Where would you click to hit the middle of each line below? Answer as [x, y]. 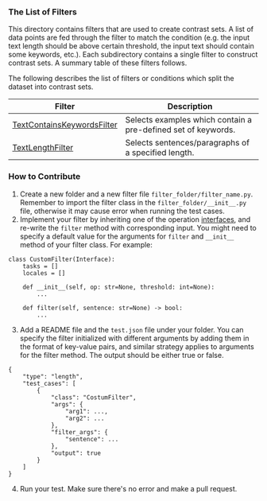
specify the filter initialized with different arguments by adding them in [134, 338]
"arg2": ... [85, 418]
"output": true [76, 453]
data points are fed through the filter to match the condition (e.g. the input [129, 37]
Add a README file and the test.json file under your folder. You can [132, 329]
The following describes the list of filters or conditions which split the [121, 79]
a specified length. [160, 153]
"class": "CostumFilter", [93, 397]
